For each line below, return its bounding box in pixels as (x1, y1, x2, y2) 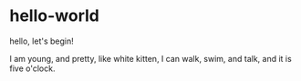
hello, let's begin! (9, 35, 75, 46)
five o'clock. (9, 63, 56, 74)
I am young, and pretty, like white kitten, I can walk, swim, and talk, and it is (9, 53, 292, 64)
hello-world (9, 5, 100, 26)
